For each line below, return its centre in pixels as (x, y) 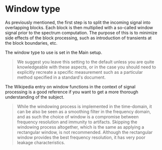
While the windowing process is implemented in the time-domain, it (84, 106)
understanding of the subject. (35, 97)
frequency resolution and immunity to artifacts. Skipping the (77, 122)
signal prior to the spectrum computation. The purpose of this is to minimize (81, 33)
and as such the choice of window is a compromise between (78, 117)
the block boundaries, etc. (31, 43)
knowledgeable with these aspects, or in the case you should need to (87, 67)
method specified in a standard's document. (61, 77)
